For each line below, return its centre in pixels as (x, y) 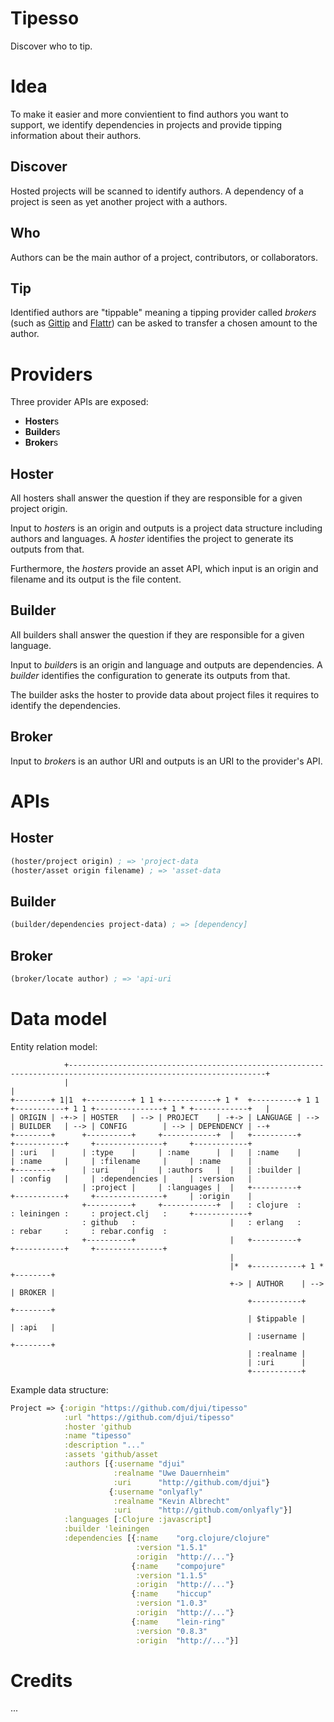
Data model (59, 1019)
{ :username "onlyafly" (155, 1492)
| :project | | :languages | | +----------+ (191, 1187)
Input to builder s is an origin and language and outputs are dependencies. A (166, 664)
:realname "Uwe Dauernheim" (171, 1473)
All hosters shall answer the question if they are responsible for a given (156, 498)
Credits (41, 1680)
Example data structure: (59, 1389)
